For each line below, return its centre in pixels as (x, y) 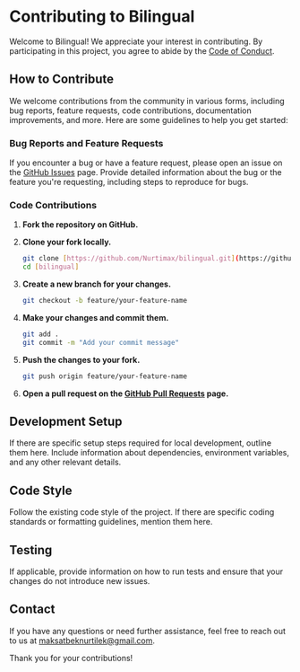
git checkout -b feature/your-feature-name (105, 301)
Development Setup (66, 421)
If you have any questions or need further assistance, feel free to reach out (148, 631)
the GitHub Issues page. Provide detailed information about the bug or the (146, 172)
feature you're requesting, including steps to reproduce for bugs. (129, 182)
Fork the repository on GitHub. (80, 225)
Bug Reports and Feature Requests (86, 143)
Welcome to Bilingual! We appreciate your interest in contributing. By (136, 41)
